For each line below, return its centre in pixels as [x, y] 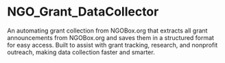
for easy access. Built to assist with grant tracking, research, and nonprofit [113, 45]
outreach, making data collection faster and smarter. [81, 52]
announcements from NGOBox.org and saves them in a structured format [111, 37]
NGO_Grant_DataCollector [83, 12]
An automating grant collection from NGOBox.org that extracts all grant [107, 30]
